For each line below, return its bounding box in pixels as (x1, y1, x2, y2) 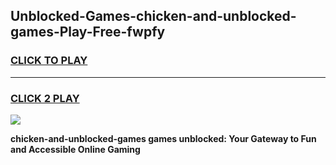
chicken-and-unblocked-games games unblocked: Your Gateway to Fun (10, 132, 317, 144)
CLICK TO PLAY (10, 54, 88, 68)
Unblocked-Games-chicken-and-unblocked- (10, 8, 297, 25)
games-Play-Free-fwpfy (10, 24, 166, 41)
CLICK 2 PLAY (10, 91, 80, 105)
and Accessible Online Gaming (10, 143, 141, 155)
